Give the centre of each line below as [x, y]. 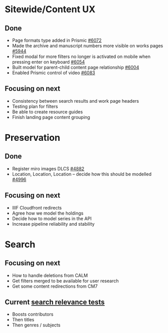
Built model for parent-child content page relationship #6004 [76, 67]
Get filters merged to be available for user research [65, 281]
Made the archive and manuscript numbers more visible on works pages [88, 46]
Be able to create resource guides [47, 112]
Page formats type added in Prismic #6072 [57, 40]
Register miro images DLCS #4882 [48, 168]
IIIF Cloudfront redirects [37, 207]
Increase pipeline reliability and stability [53, 224]
